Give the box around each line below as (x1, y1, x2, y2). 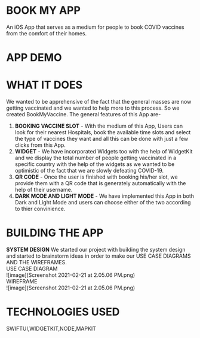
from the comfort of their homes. (6, 29, 87, 37)
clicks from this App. (14, 141, 66, 149)
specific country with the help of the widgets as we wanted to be (14, 161, 175, 168)
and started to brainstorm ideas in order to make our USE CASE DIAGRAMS (6, 252, 191, 259)
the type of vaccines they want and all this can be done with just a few (14, 135, 189, 143)
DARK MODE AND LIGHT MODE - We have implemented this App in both (14, 192, 195, 200)
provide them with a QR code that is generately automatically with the (14, 180, 186, 187)
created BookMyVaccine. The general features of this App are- (6, 111, 161, 118)
